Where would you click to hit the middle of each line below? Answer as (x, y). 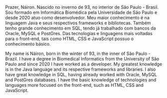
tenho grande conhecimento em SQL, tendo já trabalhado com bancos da (81, 28)
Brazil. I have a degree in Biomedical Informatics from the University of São (82, 59)
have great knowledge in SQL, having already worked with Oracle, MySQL (81, 74)
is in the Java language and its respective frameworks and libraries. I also (81, 69)
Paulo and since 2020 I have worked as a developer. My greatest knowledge (84, 64)
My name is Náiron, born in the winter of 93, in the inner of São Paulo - (78, 53)
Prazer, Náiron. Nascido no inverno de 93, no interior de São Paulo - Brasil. (82, 7)
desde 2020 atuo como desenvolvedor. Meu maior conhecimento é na (77, 18)
